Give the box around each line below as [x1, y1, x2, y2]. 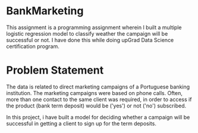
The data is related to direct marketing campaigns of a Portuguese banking [6, 83, 190, 90]
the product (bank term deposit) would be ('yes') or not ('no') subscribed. [6, 102, 186, 109]
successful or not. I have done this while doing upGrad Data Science [6, 36, 174, 43]
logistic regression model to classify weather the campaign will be [6, 30, 168, 37]
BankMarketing [6, 4, 84, 18]
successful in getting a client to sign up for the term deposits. [6, 120, 156, 127]
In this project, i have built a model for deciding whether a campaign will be [6, 113, 190, 121]
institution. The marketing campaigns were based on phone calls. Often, [6, 89, 183, 96]
